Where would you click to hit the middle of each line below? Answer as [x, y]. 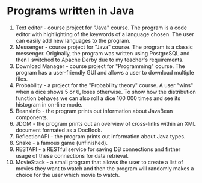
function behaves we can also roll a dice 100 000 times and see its [98, 98]
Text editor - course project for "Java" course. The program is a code [101, 28]
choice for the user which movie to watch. [68, 175]
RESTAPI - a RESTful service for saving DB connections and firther [98, 149]
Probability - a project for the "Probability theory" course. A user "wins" [104, 85]
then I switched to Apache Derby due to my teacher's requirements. [99, 60]
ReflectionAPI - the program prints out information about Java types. [100, 136]
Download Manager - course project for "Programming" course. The [100, 66]
